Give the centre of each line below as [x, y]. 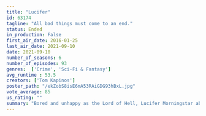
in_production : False [34, 35]
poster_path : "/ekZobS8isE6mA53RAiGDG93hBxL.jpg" [71, 87]
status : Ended [25, 29]
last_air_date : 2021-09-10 [41, 47]
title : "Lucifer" [29, 12]
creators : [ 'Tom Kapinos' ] [41, 80]
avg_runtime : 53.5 [31, 75]
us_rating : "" [25, 98]
